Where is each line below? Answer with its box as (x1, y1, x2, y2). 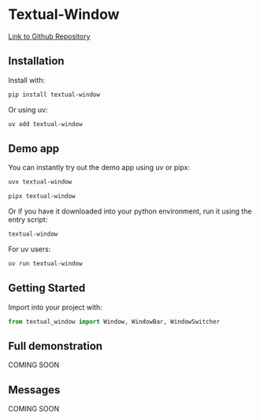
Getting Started (8, 281, 86, 295)
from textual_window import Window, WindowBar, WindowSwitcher (8, 318, 221, 325)
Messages (8, 383, 61, 396)
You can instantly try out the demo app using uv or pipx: (8, 163, 191, 173)
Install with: (8, 75, 46, 84)
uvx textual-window (8, 178, 72, 186)
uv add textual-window (8, 120, 83, 128)
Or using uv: (8, 105, 48, 114)
